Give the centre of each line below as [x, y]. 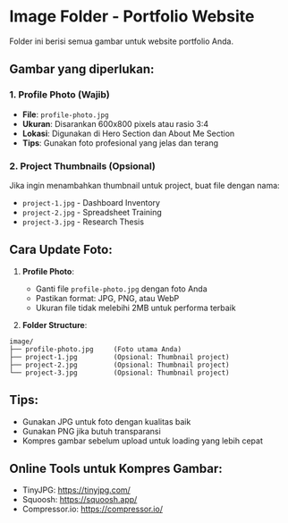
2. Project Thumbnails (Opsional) [83, 165]
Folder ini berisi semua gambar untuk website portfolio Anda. [122, 41]
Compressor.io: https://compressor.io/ [93, 509]
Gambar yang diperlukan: [82, 69]
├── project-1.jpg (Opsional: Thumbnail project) [119, 357]
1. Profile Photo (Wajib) [59, 95]
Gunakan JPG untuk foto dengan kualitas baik [106, 421]
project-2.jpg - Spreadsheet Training [92, 212]
